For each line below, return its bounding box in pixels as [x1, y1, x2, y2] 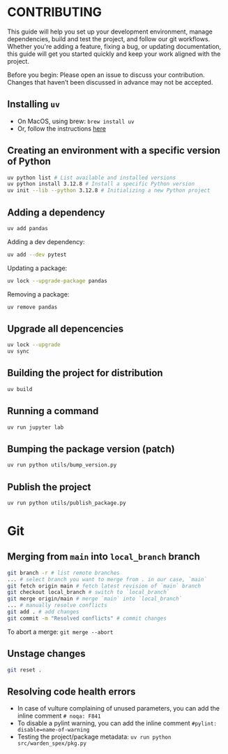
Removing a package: [7, 290, 70, 298]
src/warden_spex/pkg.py [17, 740, 87, 747]
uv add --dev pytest [7, 251, 68, 258]
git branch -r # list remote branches [7, 569, 120, 576]
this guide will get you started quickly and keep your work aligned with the [7, 50, 221, 58]
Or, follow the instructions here [17, 124, 107, 133]
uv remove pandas [7, 304, 58, 311]
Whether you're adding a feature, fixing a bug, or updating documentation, [7, 42, 222, 50]
